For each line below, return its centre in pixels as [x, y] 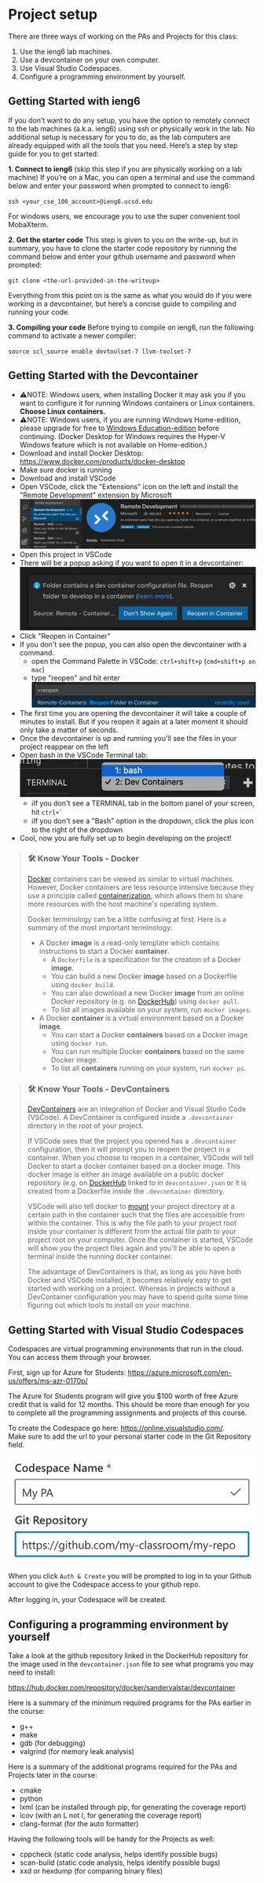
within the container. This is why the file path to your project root [132, 1223]
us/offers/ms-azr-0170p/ [48, 1380]
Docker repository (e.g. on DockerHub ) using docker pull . [145, 1001]
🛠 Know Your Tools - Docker [83, 859]
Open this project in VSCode [66, 554]
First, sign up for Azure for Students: [67, 1372]
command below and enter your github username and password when [122, 256]
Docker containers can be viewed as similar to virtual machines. [130, 879]
